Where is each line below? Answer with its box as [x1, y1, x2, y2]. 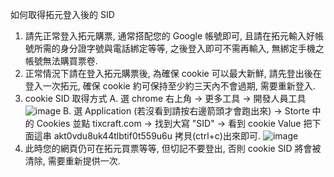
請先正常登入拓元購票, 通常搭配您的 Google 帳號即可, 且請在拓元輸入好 [24, 30, 315, 42]
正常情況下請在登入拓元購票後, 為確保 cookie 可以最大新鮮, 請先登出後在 [24, 68, 322, 79]
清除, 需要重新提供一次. [24, 155, 121, 167]
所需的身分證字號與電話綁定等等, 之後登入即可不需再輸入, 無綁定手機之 [33, 43, 325, 54]
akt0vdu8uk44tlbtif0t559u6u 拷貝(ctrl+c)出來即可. [53, 130, 261, 142]
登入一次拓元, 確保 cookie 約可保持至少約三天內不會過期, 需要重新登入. [24, 80, 316, 92]
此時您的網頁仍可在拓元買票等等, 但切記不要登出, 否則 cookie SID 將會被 [24, 143, 322, 154]
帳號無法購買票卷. [24, 55, 98, 67]
